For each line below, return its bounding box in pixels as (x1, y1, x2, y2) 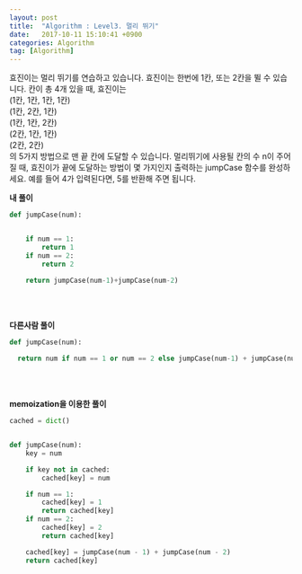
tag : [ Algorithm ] (9, 47, 75, 56)
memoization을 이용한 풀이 (9, 399, 107, 410)
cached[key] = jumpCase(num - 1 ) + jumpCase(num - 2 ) (25, 547, 231, 557)
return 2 (41, 260, 75, 269)
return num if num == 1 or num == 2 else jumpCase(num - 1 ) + (17, 354, 247, 364)
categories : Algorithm (9, 38, 94, 48)
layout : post (9, 13, 58, 22)
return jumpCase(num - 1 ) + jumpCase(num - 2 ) (25, 276, 179, 285)
